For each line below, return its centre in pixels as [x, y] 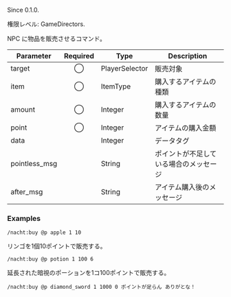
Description [188, 56]
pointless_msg [34, 164]
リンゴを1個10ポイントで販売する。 [57, 246]
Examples [24, 218]
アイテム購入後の [182, 187]
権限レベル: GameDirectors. [46, 24]
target [20, 68]
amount [23, 109]
